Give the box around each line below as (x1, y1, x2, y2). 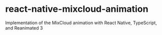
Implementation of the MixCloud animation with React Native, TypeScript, (5, 20, 157, 26)
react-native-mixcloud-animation (5, 3, 148, 15)
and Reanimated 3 (5, 25, 43, 31)
